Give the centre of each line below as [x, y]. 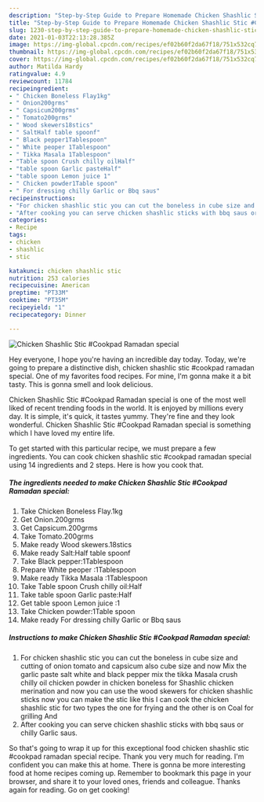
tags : [18, 235]
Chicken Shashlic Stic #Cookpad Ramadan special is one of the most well [127, 399]
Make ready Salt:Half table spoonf [76, 553]
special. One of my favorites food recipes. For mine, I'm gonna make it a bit [130, 376]
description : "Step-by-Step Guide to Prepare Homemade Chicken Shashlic [130, 15]
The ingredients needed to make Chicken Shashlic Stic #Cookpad [118, 483]
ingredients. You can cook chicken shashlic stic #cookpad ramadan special [130, 456]
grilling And [39, 716]
